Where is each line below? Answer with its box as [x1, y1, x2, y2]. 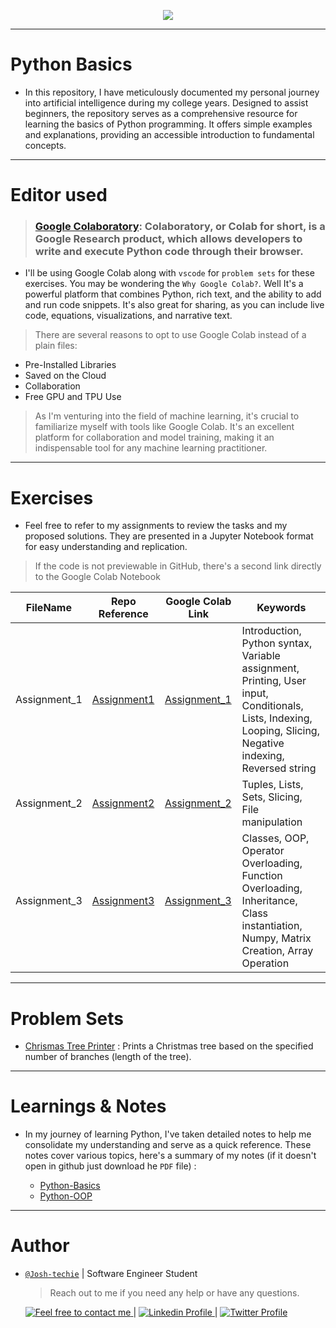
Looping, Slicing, [241, 724, 320, 738]
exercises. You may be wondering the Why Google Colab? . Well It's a [24, 278, 304, 290]
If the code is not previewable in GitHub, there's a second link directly [34, 560, 322, 572]
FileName [25, 601, 72, 615]
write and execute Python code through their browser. [34, 245, 304, 259]
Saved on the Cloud [24, 370, 107, 382]
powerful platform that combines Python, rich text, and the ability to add [24, 288, 322, 300]
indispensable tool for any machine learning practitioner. [34, 442, 268, 454]
